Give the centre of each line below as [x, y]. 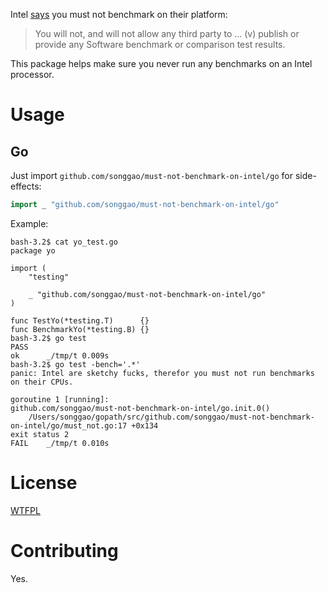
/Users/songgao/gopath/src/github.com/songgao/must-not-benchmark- [171, 417]
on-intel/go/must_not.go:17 [69, 425]
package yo [33, 250]
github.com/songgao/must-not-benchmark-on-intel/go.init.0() [140, 408]
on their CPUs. [42, 382]
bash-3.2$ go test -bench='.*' [75, 364]
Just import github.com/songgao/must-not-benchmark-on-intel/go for [151, 175]
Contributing [64, 551]
